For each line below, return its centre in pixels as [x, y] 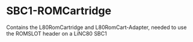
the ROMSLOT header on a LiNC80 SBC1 [57, 33]
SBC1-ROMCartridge [59, 11]
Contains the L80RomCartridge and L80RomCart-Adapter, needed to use [96, 27]
